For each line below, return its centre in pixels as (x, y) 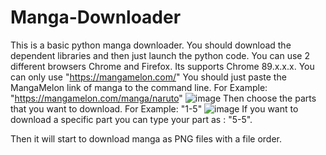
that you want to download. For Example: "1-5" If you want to (154, 108)
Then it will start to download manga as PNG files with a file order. (146, 138)
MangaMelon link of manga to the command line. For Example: (139, 87)
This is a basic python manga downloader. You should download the (151, 45)
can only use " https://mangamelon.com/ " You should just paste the (148, 77)
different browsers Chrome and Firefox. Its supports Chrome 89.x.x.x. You (162, 66)
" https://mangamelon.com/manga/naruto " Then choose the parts (163, 98)
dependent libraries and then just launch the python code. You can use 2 (160, 55)
